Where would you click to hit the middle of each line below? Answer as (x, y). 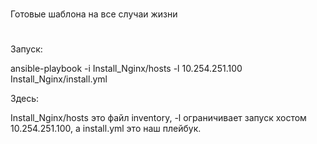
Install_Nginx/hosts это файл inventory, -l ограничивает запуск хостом (158, 118)
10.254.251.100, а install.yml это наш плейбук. (106, 129)
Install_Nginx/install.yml (59, 79)
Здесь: (25, 99)
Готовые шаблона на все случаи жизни (94, 14)
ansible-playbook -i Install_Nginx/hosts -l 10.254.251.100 (126, 69)
